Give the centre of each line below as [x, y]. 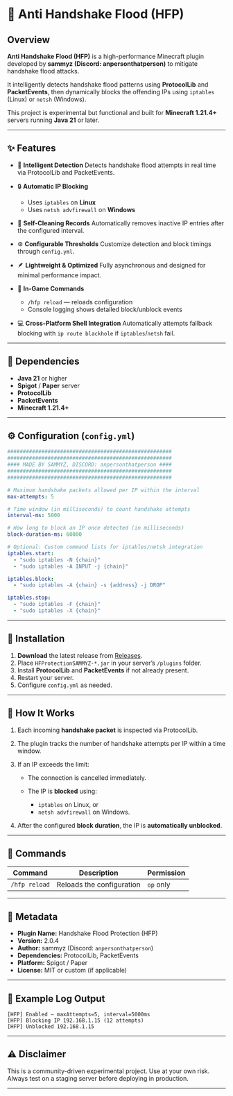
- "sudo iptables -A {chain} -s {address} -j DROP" [90, 585]
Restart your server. [45, 677]
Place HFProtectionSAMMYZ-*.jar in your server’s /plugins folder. [110, 663]
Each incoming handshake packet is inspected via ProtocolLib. [107, 730]
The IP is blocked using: [62, 791]
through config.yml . [46, 251]
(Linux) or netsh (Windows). [47, 99]
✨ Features [32, 148]
